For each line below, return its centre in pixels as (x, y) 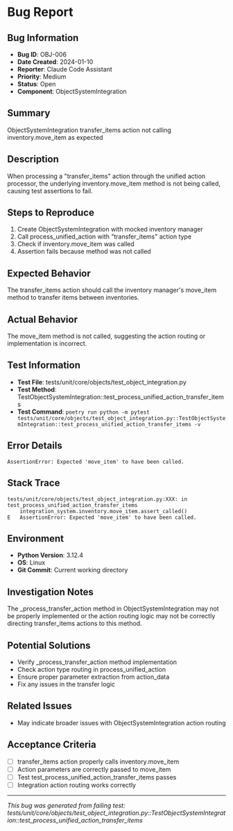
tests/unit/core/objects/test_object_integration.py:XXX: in (97, 499)
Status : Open (36, 84)
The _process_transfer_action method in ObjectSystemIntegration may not (113, 608)
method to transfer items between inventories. (74, 298)
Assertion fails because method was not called (84, 252)
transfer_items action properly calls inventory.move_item (98, 761)
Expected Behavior (49, 273)
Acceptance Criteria (52, 745)
